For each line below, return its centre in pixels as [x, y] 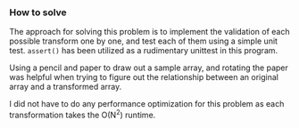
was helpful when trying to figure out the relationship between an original [144, 77]
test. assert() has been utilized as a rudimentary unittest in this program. [144, 51]
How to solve [38, 12]
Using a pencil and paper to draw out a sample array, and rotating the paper [149, 68]
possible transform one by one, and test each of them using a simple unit [144, 41]
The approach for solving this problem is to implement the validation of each [149, 32]
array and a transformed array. [66, 87]
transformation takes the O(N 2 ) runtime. [83, 114]
